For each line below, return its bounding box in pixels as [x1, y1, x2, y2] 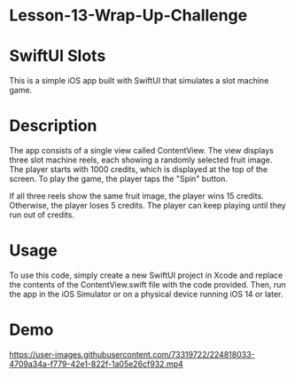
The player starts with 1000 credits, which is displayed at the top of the [9, 164, 268, 175]
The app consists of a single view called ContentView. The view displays [9, 146, 275, 156]
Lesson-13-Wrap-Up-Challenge [9, 5, 248, 26]
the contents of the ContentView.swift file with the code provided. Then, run [9, 280, 286, 289]
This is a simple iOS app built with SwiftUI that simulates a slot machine [9, 75, 269, 86]
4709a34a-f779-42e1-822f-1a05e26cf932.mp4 [9, 358, 183, 369]
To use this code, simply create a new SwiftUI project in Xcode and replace [9, 270, 283, 280]
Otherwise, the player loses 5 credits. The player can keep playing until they [9, 201, 286, 211]
